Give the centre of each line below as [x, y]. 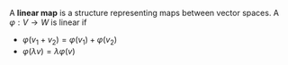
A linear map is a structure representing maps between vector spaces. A [144, 13]
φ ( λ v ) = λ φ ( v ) [49, 51]
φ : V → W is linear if [48, 22]
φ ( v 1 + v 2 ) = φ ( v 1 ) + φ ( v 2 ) [70, 41]
